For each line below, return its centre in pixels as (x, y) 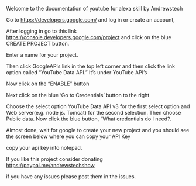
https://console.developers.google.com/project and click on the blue (89, 37)
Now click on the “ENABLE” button (48, 84)
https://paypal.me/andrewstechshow (50, 165)
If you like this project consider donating (55, 159)
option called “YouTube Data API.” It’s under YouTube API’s (77, 72)
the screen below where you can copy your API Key (68, 136)
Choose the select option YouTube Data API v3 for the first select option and (98, 106)
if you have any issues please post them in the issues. (71, 177)
